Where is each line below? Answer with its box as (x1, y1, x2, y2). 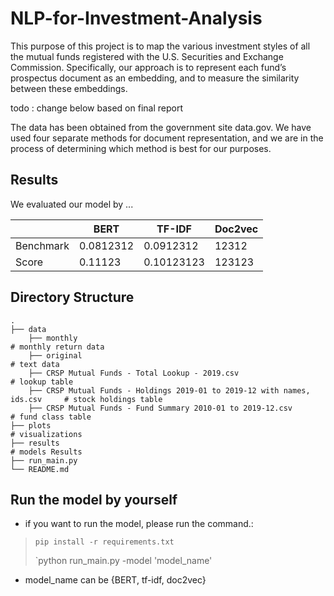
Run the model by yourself (10, 491, 178, 508)
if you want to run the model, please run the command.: (24, 518, 254, 530)
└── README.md (10, 464, 70, 474)
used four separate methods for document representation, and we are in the (10, 132, 324, 144)
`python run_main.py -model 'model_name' (34, 555, 213, 567)
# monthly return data (10, 342, 105, 352)
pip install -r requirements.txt (34, 537, 175, 547)
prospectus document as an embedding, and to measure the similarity (10, 72, 300, 84)
